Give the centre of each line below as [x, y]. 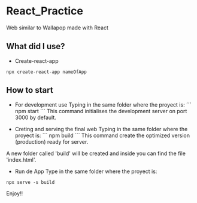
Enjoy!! [15, 193]
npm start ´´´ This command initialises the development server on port [101, 111]
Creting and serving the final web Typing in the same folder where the [101, 129]
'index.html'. [21, 159]
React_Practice [45, 11]
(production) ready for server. [51, 141]
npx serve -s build [31, 182]
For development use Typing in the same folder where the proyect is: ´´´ [103, 104]
